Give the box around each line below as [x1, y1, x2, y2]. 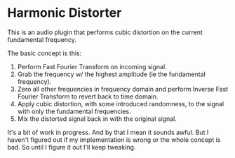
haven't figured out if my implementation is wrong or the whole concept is [7, 135, 221, 144]
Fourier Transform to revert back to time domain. [17, 92, 159, 101]
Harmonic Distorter [7, 5, 122, 21]
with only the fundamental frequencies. [17, 107, 131, 115]
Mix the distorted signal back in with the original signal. [17, 114, 177, 123]
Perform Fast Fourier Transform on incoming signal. [17, 62, 167, 71]
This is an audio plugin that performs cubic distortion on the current [7, 28, 203, 36]
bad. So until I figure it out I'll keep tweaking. [7, 143, 136, 151]
